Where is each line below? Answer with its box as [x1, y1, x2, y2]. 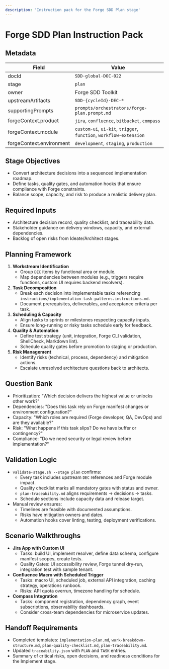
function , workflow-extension [74, 131, 145, 138]
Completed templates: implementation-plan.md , [12, 637, 111, 643]
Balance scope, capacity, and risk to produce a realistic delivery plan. [12, 192, 157, 198]
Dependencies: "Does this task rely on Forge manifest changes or [12, 403, 149, 409]
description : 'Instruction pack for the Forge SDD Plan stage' [5, 7, 141, 13]
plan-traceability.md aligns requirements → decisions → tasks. [20, 490, 153, 496]
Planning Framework [5, 250, 71, 259]
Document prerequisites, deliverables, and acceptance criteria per [20, 301, 157, 307]
